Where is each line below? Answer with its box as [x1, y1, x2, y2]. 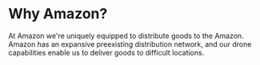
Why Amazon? [8, 5, 108, 23]
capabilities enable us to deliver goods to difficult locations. [8, 48, 205, 57]
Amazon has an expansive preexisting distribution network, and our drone [8, 39, 252, 48]
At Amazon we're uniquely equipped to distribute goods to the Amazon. [8, 31, 244, 40]
